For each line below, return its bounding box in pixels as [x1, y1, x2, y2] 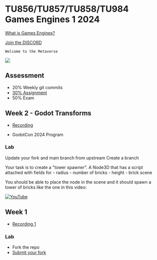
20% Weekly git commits [12, 84, 63, 90]
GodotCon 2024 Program [12, 131, 64, 138]
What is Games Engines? [5, 30, 55, 36]
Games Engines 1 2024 [5, 14, 100, 25]
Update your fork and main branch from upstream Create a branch [5, 155, 139, 161]
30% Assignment [12, 90, 47, 95]
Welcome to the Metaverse [5, 49, 58, 54]
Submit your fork [12, 249, 46, 255]
